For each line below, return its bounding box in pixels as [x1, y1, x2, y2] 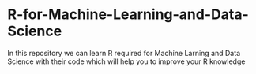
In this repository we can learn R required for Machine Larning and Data [7, 48, 241, 57]
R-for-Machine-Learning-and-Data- [7, 6, 250, 24]
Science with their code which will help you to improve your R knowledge [7, 57, 246, 66]
